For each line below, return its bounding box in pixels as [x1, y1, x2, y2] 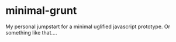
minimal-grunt [5, 4, 77, 17]
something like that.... [5, 29, 57, 36]
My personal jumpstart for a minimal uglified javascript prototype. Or [5, 23, 171, 30]
